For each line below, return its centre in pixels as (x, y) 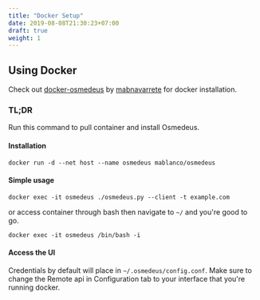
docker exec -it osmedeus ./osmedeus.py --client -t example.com (119, 197)
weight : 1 (25, 38)
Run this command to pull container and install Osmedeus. (104, 128)
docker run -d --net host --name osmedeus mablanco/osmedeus (112, 163)
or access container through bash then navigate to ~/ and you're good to (128, 211)
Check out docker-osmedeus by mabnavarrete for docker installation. (123, 89)
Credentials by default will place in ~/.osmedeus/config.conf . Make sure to (130, 270)
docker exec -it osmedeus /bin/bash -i (75, 235)
